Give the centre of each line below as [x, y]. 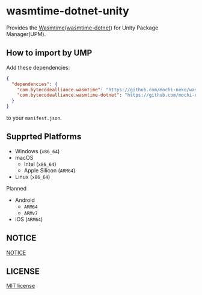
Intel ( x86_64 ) [40, 164]
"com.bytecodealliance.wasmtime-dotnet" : [69, 95]
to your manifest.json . [34, 118]
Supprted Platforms [44, 137]
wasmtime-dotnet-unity [68, 11]
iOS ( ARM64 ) [29, 219]
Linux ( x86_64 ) [32, 177]
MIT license [21, 286]
